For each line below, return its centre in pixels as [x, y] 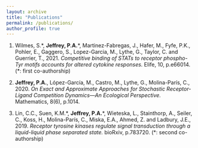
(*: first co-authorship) [42, 71]
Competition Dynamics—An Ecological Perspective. [98, 95]
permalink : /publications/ [40, 23]
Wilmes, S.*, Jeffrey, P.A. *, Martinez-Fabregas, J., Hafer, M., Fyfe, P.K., [102, 46]
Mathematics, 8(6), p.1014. [47, 102]
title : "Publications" [34, 17]
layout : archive [26, 12]
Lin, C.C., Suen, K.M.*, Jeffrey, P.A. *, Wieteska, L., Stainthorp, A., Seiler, [103, 113]
